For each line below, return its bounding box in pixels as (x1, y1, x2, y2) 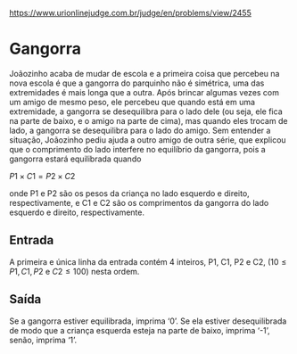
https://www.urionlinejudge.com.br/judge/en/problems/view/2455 (9, 8, 252, 18)
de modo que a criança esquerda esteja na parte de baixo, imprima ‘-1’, (9, 325, 270, 335)
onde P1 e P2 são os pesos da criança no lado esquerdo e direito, (9, 187, 250, 199)
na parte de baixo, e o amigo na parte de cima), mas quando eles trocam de (9, 115, 288, 126)
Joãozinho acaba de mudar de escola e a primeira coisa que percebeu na (9, 68, 280, 78)
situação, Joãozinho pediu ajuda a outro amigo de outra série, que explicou (9, 134, 287, 145)
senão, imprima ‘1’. (9, 334, 78, 345)
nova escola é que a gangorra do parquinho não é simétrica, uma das (9, 78, 265, 88)
